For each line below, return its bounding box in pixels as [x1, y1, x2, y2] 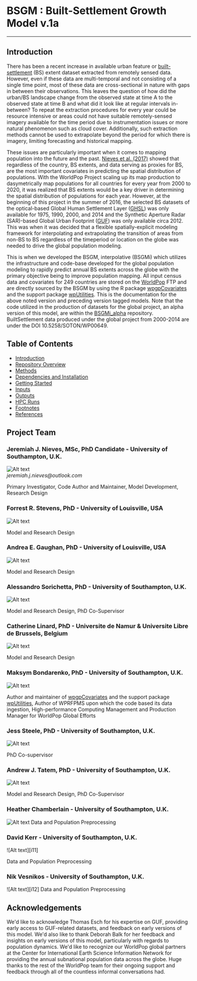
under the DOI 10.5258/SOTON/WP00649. [6, 322, 109, 329]
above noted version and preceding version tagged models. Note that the [6, 297, 184, 304]
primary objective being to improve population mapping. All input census [6, 272, 182, 279]
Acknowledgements [6, 902, 82, 912]
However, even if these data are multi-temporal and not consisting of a [6, 75, 177, 82]
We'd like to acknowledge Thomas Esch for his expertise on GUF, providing [6, 918, 188, 925]
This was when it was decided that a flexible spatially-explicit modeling [6, 223, 178, 230]
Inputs [15, 386, 31, 393]
